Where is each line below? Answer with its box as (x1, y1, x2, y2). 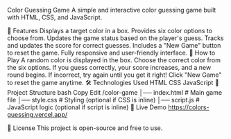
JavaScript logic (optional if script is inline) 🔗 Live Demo (7, 103, 166, 111)
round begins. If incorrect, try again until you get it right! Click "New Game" (7, 71, 222, 79)
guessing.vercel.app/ (7, 111, 68, 118)
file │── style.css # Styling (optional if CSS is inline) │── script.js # (7, 96, 200, 104)
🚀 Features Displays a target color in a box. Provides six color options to (7, 27, 213, 35)
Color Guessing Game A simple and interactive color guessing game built (7, 6, 216, 14)
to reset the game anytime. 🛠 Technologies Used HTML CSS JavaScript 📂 (7, 79, 220, 86)
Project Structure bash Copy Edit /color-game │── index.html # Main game (7, 89, 223, 96)
